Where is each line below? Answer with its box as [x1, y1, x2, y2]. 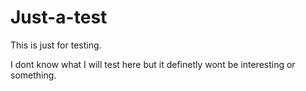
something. [10, 69, 57, 81]
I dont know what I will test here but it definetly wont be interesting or [10, 58, 296, 70]
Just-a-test [10, 6, 108, 29]
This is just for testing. [10, 39, 102, 51]
